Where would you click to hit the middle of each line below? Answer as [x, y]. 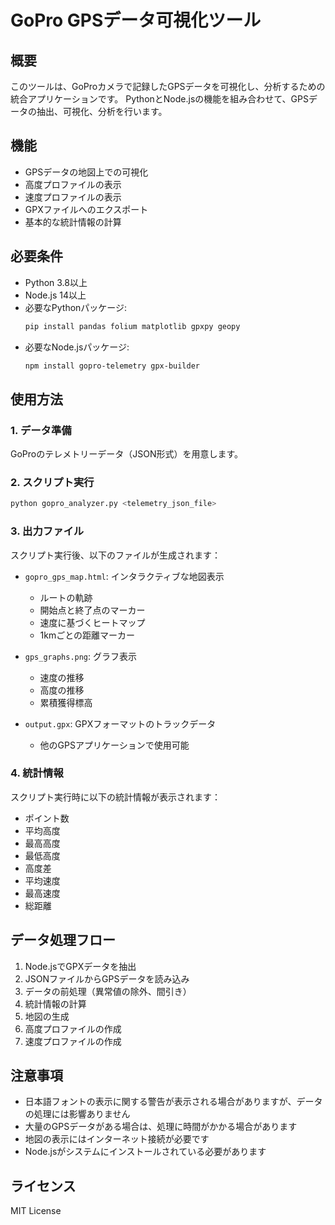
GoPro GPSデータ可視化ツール [136, 20]
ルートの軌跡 [66, 597]
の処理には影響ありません [77, 1114]
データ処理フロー [63, 940]
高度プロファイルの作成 [73, 1028]
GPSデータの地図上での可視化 [86, 172]
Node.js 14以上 [55, 295]
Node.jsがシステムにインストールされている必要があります [145, 1152]
